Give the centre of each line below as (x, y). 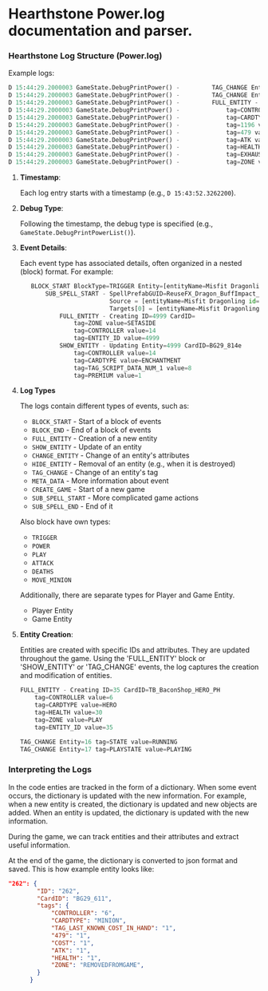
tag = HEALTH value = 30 (69, 713)
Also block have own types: (65, 522)
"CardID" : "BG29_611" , (75, 898)
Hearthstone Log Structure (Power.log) (85, 56)
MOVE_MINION (51, 581)
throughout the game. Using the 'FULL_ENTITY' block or (112, 659)
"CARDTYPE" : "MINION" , (89, 921)
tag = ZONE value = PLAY (69, 719)
